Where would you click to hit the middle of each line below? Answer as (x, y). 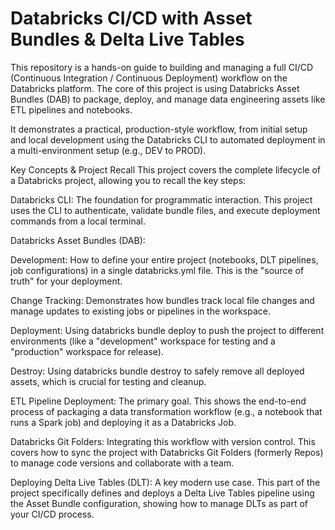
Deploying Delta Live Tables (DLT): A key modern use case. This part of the (165, 482)
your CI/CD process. (52, 514)
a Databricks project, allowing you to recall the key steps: (128, 180)
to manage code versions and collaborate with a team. (122, 463)
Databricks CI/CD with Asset (131, 18)
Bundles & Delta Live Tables (127, 39)
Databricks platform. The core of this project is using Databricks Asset (155, 88)
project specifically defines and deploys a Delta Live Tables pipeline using (162, 493)
